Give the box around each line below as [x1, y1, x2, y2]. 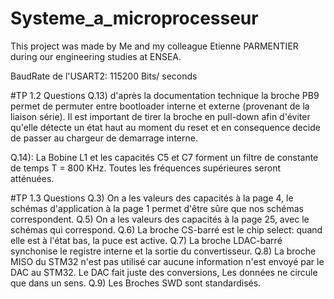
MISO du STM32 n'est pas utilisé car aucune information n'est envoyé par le [10, 255, 325, 267]
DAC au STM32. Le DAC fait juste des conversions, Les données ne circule [10, 266, 318, 278]
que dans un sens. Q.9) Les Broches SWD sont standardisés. [10, 277, 262, 289]
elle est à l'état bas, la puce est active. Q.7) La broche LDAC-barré [10, 234, 283, 246]
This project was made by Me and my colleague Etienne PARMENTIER [10, 40, 299, 52]
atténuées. [10, 172, 55, 184]
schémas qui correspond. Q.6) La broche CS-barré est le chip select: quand [10, 223, 323, 236]
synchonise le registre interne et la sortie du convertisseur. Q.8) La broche [10, 245, 317, 257]
